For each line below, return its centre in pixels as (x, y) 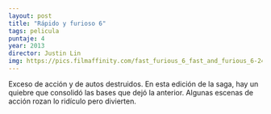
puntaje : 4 (27, 38)
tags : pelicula (34, 31)
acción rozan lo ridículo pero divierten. (73, 101)
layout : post (30, 16)
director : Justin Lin (45, 53)
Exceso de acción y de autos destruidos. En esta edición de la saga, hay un (133, 84)
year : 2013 (27, 46)
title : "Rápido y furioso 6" (57, 23)
